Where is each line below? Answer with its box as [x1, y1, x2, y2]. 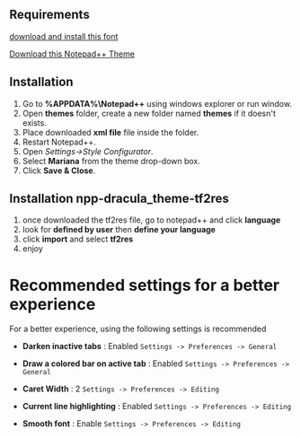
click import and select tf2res [22, 233, 134, 245]
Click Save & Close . [22, 165, 96, 176]
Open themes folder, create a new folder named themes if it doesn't [22, 108, 277, 118]
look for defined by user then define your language [22, 224, 216, 235]
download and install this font [9, 31, 119, 41]
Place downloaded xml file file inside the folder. [22, 127, 199, 137]
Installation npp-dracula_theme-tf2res [9, 191, 229, 206]
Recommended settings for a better [9, 275, 280, 295]
